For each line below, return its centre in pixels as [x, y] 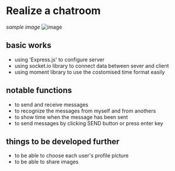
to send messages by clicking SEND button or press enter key [89, 123]
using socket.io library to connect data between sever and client [92, 66]
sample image [23, 27]
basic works [29, 45]
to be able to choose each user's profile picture [71, 156]
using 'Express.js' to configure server [60, 59]
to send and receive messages [51, 104]
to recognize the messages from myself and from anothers [85, 111]
